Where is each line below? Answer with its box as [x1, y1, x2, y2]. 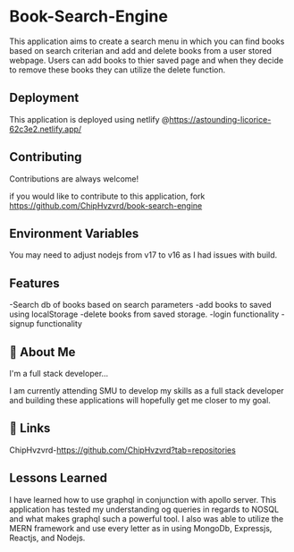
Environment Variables [9, 225, 139, 241]
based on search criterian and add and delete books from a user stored [9, 45, 273, 55]
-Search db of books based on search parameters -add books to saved [9, 300, 273, 310]
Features [9, 276, 60, 291]
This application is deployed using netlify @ [9, 114, 170, 124]
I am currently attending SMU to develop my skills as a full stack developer [9, 386, 284, 395]
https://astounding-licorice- [169, 114, 272, 124]
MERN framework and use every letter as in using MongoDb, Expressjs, [9, 522, 273, 533]
